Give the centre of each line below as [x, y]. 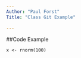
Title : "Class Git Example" [41, 17]
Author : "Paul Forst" [33, 12]
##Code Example [27, 40]
